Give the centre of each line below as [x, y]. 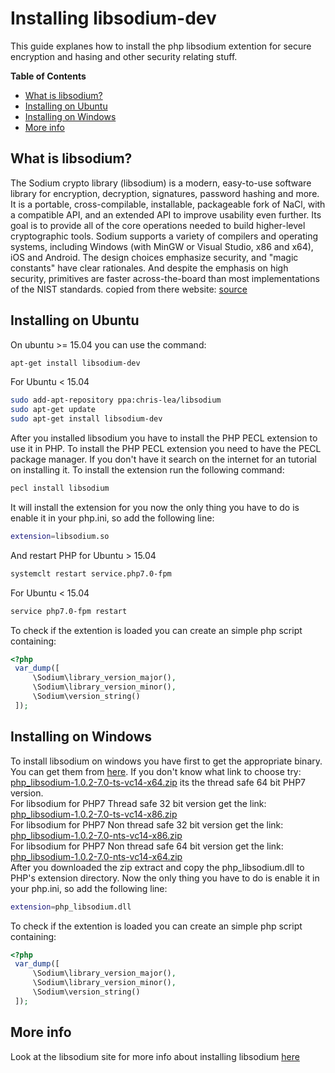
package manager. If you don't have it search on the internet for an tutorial [164, 459]
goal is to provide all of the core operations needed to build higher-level [158, 225]
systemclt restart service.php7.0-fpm [91, 573]
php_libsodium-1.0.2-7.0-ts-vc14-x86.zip [94, 814]
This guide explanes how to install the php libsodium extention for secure [161, 46]
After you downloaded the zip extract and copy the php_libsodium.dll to [157, 867]
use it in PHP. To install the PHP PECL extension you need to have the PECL [166, 449]
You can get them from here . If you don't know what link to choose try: [156, 771]
